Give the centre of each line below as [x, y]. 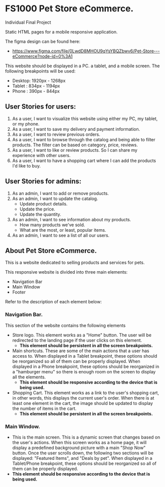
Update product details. [44, 203]
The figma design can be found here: [43, 41]
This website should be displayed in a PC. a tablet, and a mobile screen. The [82, 66]
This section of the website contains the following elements [65, 325]
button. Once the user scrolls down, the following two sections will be [83, 453]
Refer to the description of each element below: [53, 302]
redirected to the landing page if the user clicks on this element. [77, 340]
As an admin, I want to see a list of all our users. [61, 235]
